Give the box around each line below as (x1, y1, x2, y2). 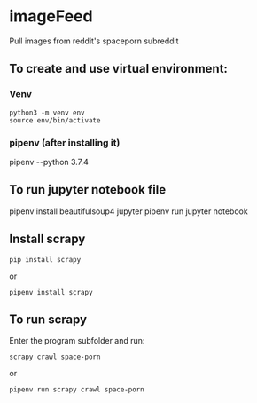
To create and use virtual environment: (9, 61, 229, 76)
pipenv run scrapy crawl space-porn (9, 385, 144, 394)
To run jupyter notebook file (9, 182, 167, 197)
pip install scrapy (9, 255, 82, 264)
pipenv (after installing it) (9, 136, 121, 148)
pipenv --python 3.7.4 (9, 156, 89, 167)
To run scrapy (9, 312, 87, 327)
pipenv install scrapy (9, 288, 93, 296)
